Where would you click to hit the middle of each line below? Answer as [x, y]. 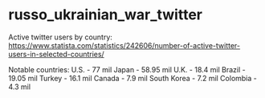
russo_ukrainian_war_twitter [106, 15]
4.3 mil [19, 87]
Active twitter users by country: [60, 37]
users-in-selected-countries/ [56, 54]
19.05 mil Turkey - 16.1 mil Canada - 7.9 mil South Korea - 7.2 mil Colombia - [132, 78]
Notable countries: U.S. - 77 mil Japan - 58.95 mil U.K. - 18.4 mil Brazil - [127, 69]
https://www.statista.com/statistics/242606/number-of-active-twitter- [124, 45]
